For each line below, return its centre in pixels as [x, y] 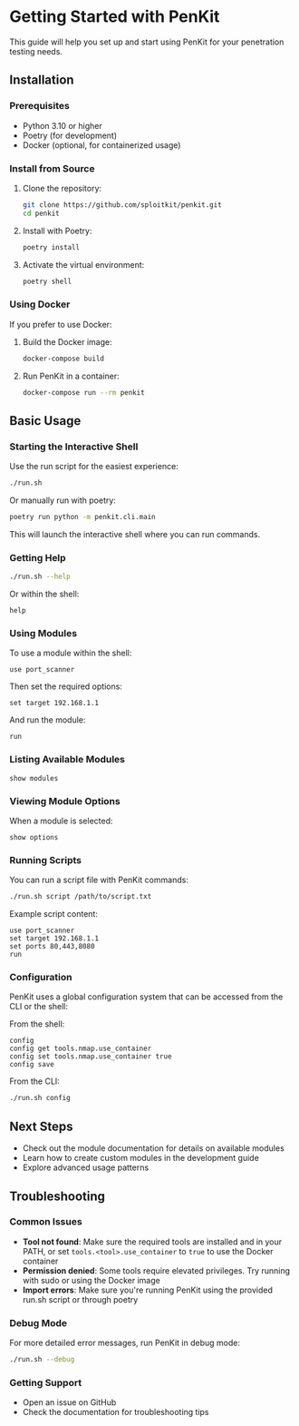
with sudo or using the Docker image [91, 1280]
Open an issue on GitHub [69, 1402]
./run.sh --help [40, 577]
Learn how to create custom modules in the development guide [141, 1158]
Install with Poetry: [57, 231]
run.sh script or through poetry [80, 1299]
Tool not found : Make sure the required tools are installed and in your [152, 1242]
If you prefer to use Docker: [61, 324]
